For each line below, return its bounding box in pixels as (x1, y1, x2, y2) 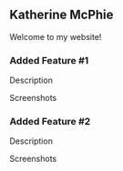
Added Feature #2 (9, 116, 91, 128)
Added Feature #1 (9, 54, 89, 66)
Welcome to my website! (9, 31, 102, 42)
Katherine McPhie (9, 7, 114, 23)
